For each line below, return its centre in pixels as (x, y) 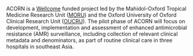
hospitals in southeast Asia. (40, 46)
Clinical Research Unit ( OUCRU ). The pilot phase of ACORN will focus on (96, 21)
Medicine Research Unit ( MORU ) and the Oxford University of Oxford (91, 15)
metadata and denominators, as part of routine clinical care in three (89, 40)
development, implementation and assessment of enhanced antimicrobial (97, 27)
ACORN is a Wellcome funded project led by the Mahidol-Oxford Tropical (96, 9)
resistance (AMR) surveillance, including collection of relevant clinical (92, 34)
